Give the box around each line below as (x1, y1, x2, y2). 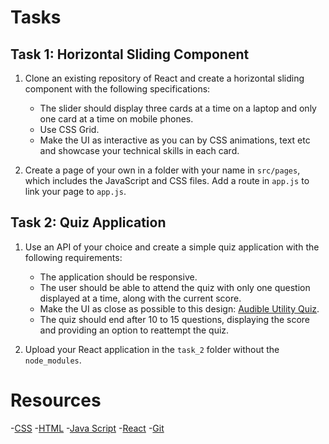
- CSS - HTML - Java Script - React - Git (10, 422, 165, 434)
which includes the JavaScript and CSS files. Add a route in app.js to (24, 175, 310, 186)
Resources (10, 389, 102, 411)
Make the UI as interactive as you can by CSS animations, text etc (39, 134, 311, 146)
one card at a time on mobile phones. (39, 113, 194, 125)
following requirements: (24, 251, 123, 263)
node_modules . (24, 354, 82, 366)
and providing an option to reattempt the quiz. (39, 324, 230, 336)
